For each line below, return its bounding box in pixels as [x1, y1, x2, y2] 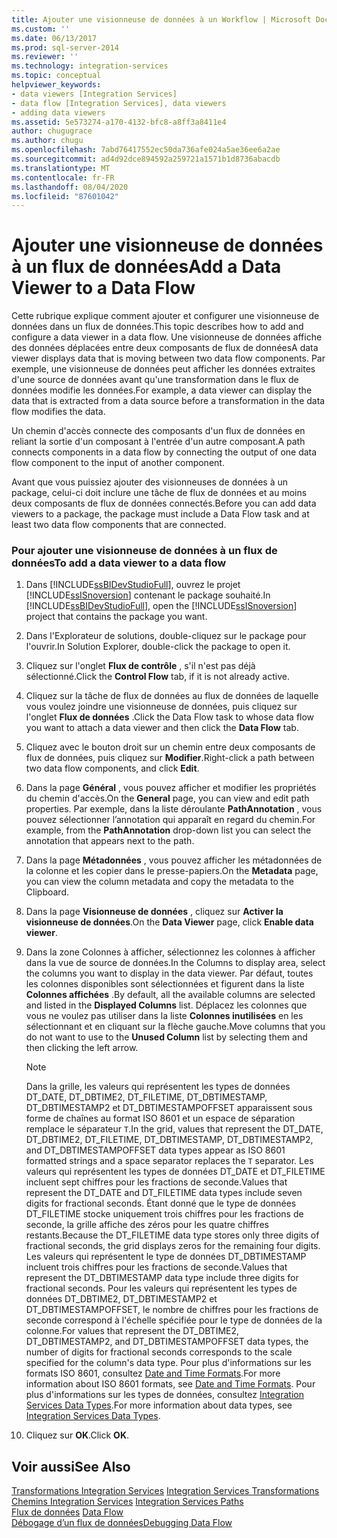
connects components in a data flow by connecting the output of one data [11, 446, 318, 458]
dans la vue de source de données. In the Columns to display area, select [25, 957, 326, 969]
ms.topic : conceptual [11, 71, 102, 81]
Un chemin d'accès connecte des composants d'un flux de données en [11, 425, 306, 437]
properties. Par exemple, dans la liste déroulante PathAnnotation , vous [25, 803, 323, 815]
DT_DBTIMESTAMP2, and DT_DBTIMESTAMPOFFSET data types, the [25, 1336, 309, 1348]
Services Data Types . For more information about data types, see [25, 1399, 293, 1411]
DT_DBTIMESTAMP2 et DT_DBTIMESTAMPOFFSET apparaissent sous [25, 1102, 313, 1114]
